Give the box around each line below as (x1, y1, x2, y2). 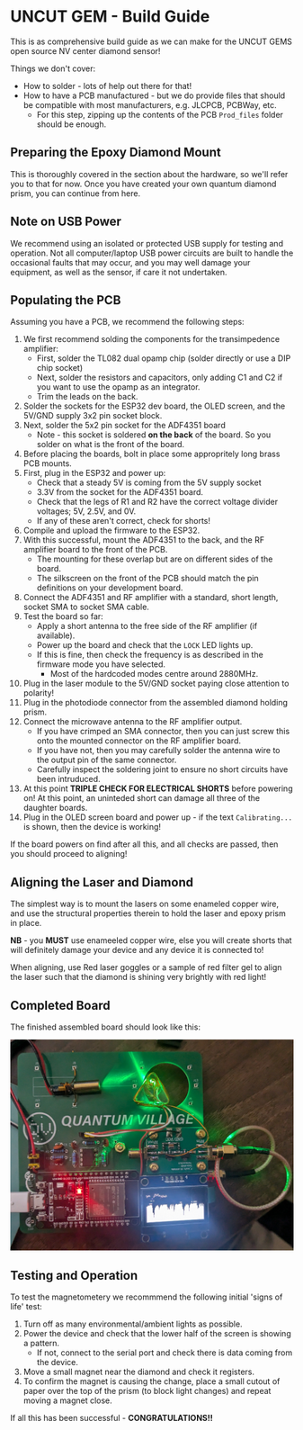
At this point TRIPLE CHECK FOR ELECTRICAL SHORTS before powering (22, 783, 293, 794)
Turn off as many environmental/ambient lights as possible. (22, 1318, 243, 1329)
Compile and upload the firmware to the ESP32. (22, 525, 201, 536)
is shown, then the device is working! (22, 822, 161, 832)
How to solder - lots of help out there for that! (22, 80, 192, 91)
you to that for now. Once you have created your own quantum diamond (10, 178, 277, 189)
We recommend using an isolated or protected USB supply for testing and (10, 238, 284, 248)
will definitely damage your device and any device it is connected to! (10, 945, 264, 956)
